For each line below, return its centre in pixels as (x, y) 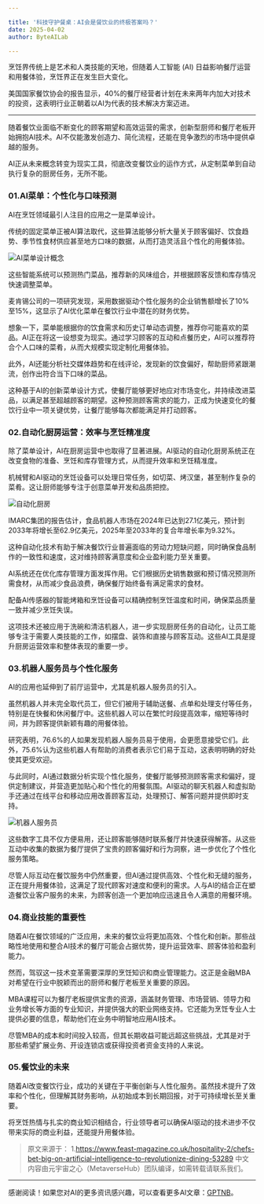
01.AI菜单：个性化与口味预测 (62, 196)
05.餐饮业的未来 (39, 1067)
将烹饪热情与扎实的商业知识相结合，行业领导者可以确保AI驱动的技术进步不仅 (132, 1122)
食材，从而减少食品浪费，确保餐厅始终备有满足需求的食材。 (111, 583)
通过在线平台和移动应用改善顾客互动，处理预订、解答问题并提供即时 (132, 796)
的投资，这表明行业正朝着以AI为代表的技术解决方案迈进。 (101, 104)
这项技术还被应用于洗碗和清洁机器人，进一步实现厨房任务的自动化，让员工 (128, 626)
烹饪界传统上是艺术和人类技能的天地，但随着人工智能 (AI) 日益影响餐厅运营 (130, 67)
